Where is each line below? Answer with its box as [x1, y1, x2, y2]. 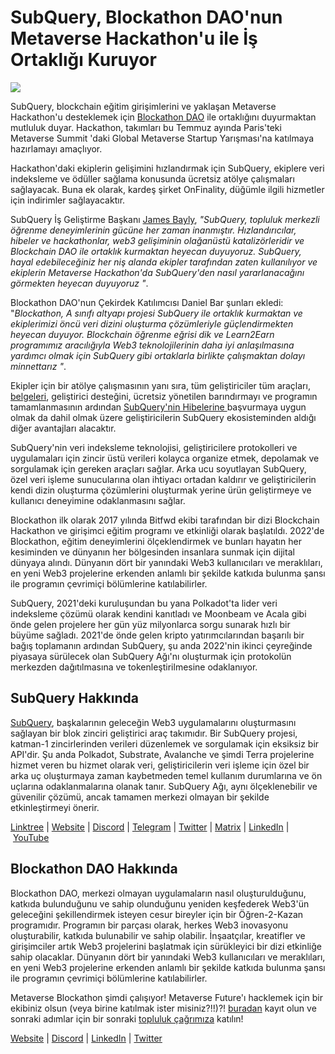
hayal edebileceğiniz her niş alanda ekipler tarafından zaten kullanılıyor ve [10, 256, 318, 268]
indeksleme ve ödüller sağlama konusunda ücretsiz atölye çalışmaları [10, 172, 295, 185]
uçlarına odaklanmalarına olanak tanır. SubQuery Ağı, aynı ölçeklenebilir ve [10, 780, 318, 792]
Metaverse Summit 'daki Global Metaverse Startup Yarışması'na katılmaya [10, 132, 315, 144]
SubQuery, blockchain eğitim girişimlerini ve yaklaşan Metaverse [10, 100, 277, 112]
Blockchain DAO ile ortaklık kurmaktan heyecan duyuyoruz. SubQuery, [10, 245, 302, 257]
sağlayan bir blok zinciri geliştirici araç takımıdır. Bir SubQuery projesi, [10, 727, 298, 739]
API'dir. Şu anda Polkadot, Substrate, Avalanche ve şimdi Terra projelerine [10, 748, 315, 760]
